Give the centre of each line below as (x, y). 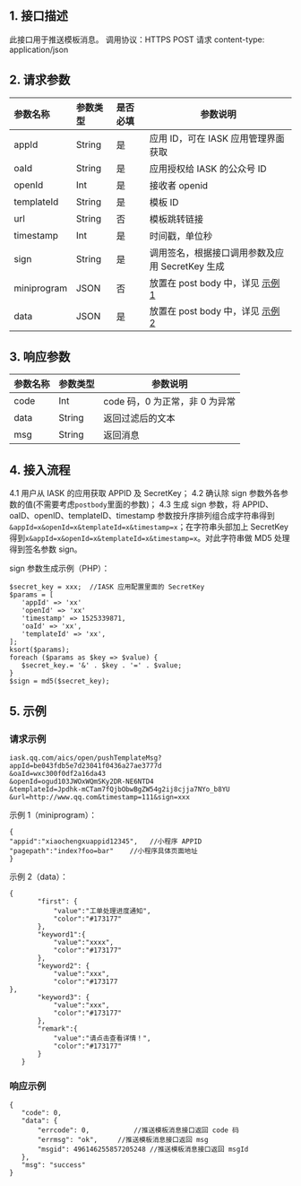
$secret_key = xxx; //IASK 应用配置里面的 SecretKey (107, 587)
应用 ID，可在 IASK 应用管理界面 (217, 138)
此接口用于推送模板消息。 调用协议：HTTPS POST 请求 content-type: (137, 39)
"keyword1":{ (62, 934)
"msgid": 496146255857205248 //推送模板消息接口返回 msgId (143, 1150)
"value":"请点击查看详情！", (102, 1038)
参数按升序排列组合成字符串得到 (215, 516)
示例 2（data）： (39, 876)
